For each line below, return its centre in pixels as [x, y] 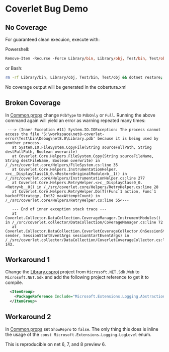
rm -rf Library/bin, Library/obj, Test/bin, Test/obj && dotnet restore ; [84, 77]
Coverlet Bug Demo [47, 9]
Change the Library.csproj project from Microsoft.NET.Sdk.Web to [72, 272]
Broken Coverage [33, 103]
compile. [14, 282]
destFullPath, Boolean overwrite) [41, 152]
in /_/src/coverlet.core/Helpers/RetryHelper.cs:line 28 [98, 187]
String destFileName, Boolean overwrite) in [53, 160]
